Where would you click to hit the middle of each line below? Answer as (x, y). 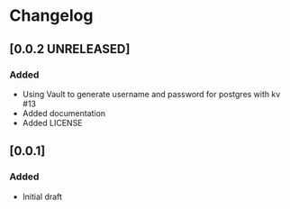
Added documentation (64, 113)
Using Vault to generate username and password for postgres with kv (151, 94)
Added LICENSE (52, 123)
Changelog (51, 16)
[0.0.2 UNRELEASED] (70, 49)
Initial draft (42, 196)
